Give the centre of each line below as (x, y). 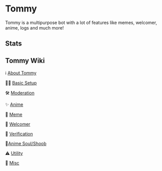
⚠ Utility (14, 153)
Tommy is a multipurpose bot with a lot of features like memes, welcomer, (81, 22)
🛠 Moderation (20, 93)
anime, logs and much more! (34, 27)
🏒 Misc (12, 163)
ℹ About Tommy (21, 73)
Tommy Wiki (25, 60)
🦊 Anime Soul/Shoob (26, 143)
